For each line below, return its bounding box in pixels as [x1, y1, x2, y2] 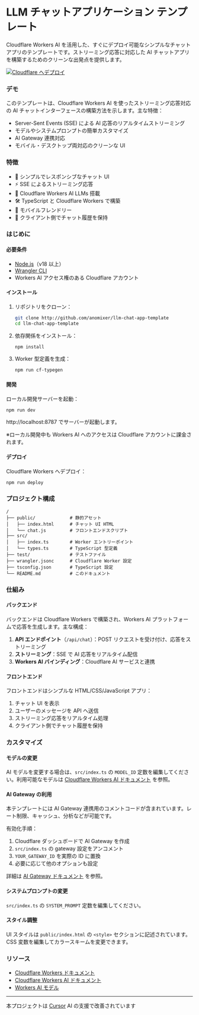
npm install [14, 344, 44, 350]
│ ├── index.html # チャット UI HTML [6, 521, 114, 527]
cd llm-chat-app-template [14, 320, 79, 326]
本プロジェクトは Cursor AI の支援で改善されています [6, 1003, 136, 1010]
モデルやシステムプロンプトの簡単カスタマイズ [14, 127, 129, 134]
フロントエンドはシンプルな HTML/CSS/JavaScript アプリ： [6, 687, 152, 695]
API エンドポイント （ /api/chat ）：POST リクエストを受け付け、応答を [14, 636, 186, 643]
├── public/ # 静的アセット [6, 515, 102, 521]
